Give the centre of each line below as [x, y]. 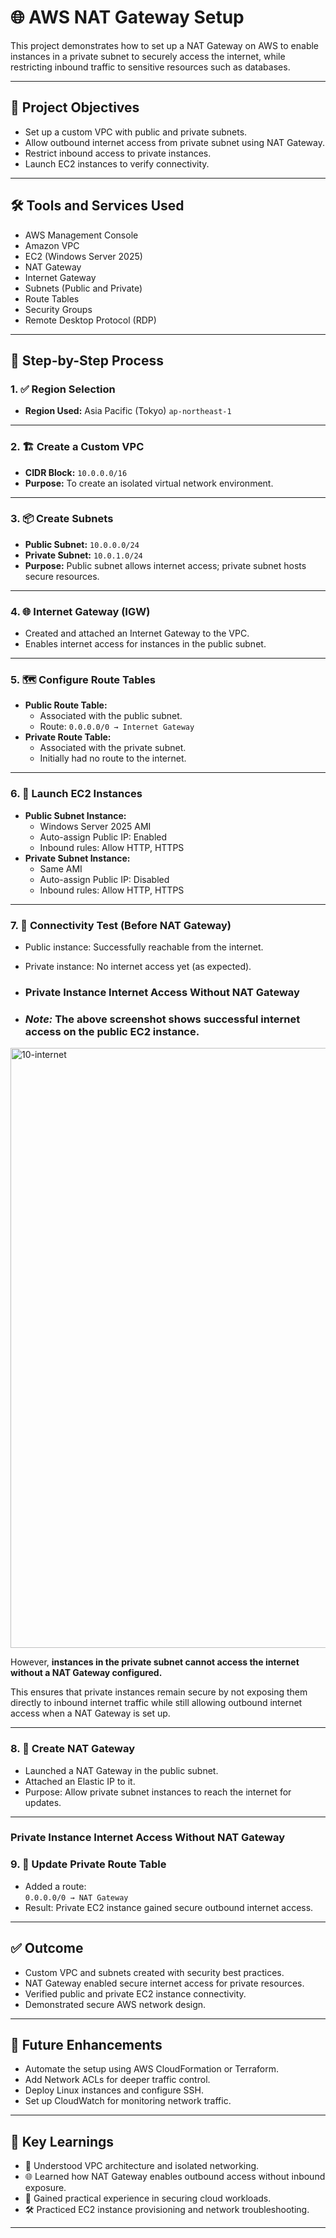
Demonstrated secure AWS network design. [115, 2004]
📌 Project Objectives [75, 107]
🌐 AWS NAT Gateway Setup [127, 17]
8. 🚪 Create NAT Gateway [73, 1749]
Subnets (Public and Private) [83, 288]
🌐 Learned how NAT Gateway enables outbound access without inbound [175, 2177]
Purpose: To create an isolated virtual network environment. [149, 483]
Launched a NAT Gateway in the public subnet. [121, 1770]
